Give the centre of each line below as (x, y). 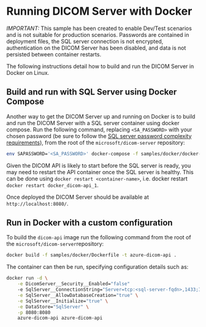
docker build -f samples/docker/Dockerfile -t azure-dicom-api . (91, 255)
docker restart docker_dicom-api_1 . (53, 185)
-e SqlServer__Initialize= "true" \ (63, 301)
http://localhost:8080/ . (37, 203)
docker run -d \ (27, 278)
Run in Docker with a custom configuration (90, 223)
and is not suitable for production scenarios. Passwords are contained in (98, 34)
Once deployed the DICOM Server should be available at (78, 197)
